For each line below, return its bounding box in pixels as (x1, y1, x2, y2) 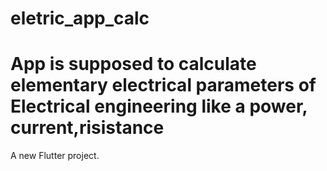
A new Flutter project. (10, 150, 100, 162)
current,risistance (10, 117, 165, 139)
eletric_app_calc (10, 7, 150, 30)
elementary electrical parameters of (10, 74, 317, 97)
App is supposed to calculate (10, 53, 257, 76)
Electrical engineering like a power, (10, 95, 308, 118)
